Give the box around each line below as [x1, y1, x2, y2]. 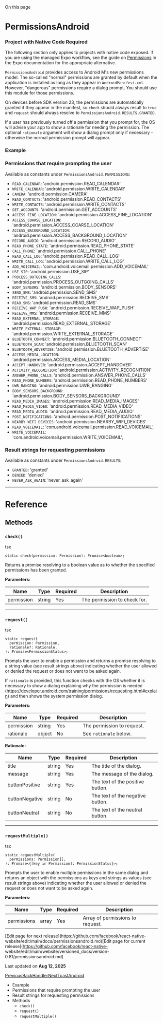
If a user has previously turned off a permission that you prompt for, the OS [5, 119, 155, 125]
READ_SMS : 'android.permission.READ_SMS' [12, 300, 97, 305]
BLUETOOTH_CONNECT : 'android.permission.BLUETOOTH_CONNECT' [12, 336, 143, 341]
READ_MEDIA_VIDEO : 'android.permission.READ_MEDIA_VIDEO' [12, 403, 133, 409]
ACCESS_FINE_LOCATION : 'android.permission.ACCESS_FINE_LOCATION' [12, 211, 153, 217]
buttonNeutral [7, 810, 39, 816]
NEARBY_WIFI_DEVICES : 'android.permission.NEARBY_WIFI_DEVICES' [12, 418, 147, 424]
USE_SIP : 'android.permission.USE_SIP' [12, 268, 90, 274]
